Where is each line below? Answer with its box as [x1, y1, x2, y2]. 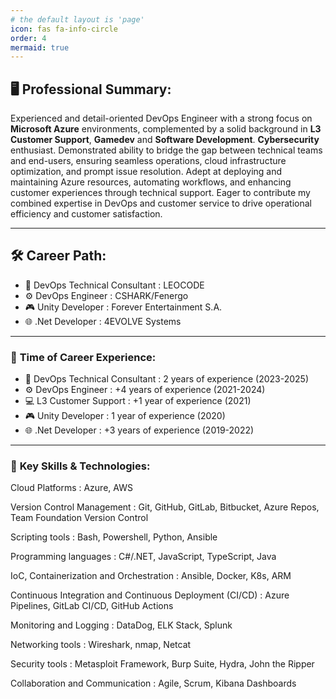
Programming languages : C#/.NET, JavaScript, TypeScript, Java [10, 551, 277, 563]
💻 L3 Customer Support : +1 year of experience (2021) [24, 395, 252, 407]
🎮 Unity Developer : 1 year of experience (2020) [24, 410, 226, 422]
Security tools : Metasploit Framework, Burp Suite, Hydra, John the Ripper [10, 658, 315, 670]
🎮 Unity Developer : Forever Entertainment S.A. [24, 301, 223, 313]
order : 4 [10, 33, 47, 43]
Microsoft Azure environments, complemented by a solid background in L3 [10, 123, 322, 135]
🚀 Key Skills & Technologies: [10, 459, 151, 473]
